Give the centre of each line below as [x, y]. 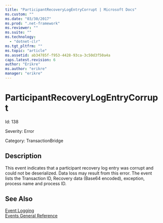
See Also [19, 199]
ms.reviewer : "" [22, 28]
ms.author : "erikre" [26, 69]
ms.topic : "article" [26, 50]
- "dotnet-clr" [25, 42]
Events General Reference [31, 216]
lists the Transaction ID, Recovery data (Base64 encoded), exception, [75, 178]
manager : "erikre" [24, 74]
